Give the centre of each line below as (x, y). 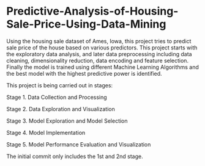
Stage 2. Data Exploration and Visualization (61, 109)
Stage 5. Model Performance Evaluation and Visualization (79, 144)
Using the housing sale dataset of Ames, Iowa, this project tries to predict (99, 41)
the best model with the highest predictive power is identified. (84, 73)
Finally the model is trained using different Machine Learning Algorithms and (102, 67)
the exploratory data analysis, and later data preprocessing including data (99, 54)
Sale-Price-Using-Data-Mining (86, 24)
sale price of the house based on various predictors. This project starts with (102, 48)
